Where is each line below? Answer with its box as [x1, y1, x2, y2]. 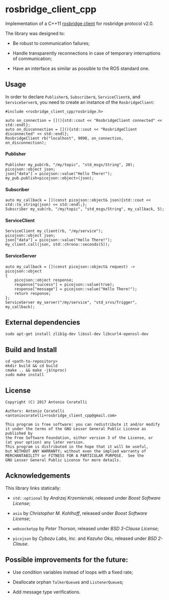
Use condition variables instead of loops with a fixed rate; [12, 569, 133, 575]
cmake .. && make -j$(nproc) [5, 368, 67, 373]
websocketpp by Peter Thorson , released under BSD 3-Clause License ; [12, 525, 159, 531]
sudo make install [5, 372, 44, 378]
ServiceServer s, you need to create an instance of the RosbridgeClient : [5, 99, 155, 105]
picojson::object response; [14, 277, 74, 282]
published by [5, 431, 33, 436]
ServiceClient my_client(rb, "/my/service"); [5, 228, 103, 234]
